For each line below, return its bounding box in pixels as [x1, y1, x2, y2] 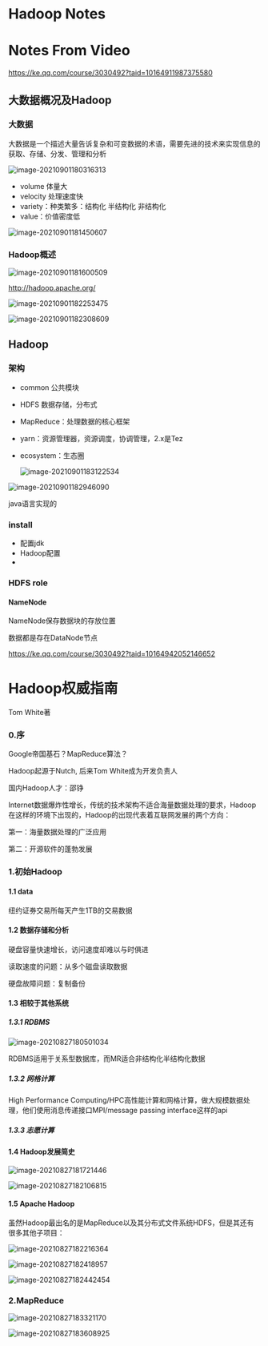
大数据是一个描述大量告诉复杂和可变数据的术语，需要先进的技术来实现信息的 [8, 139, 261, 148]
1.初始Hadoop [8, 866, 62, 878]
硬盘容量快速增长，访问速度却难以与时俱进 [8, 944, 149, 954]
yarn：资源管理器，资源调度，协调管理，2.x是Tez [19, 433, 184, 443]
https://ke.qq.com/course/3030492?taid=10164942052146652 [8, 649, 216, 659]
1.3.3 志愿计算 [8, 1125, 54, 1135]
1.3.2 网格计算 [8, 1074, 54, 1083]
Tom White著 [8, 708, 51, 717]
